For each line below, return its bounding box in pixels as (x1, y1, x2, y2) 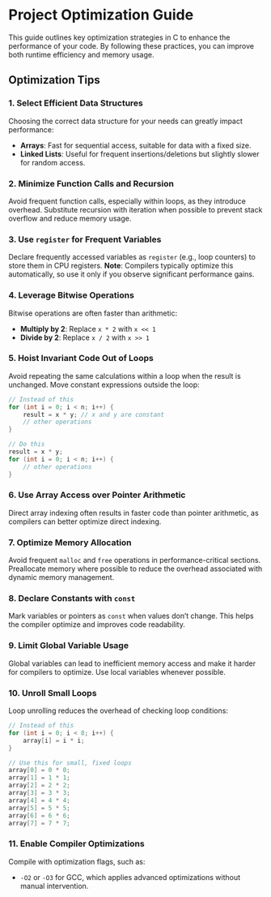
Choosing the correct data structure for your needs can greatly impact (8, 116, 243, 126)
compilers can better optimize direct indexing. (8, 517, 162, 526)
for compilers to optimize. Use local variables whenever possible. (8, 667, 227, 676)
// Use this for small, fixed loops (8, 758, 132, 767)
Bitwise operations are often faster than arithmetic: (8, 308, 178, 318)
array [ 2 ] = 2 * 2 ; (8, 781, 70, 790)
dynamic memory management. (8, 573, 115, 582)
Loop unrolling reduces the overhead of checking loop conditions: (8, 706, 229, 715)
